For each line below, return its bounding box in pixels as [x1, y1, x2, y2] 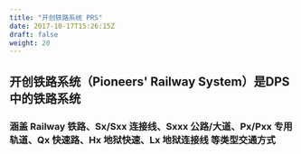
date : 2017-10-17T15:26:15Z [9, 22, 116, 31]
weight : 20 [9, 38, 51, 48]
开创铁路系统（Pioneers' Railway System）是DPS [9, 74, 290, 89]
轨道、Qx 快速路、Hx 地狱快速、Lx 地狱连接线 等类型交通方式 [9, 133, 276, 146]
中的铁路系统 [9, 91, 81, 106]
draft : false [9, 30, 59, 39]
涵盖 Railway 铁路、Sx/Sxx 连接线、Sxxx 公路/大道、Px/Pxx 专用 [9, 120, 293, 132]
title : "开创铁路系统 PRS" [9, 13, 103, 23]
